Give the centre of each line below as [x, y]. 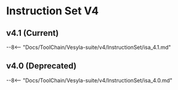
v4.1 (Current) [32, 33]
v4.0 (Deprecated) [41, 66]
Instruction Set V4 [52, 11]
